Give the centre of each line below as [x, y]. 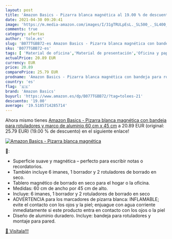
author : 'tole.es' [25, 39]
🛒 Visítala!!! [17, 231]
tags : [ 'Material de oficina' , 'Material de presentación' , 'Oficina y [82, 53]
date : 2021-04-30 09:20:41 [34, 20]
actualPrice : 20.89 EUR [31, 58]
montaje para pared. [34, 221]
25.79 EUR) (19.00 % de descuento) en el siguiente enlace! [67, 131]
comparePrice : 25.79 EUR [32, 72]
